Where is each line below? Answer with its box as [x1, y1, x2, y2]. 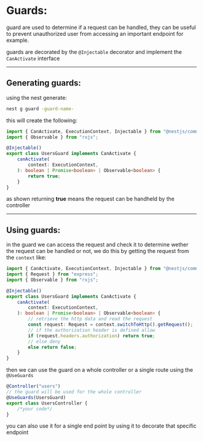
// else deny [28, 338, 61, 345]
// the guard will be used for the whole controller [6, 389, 142, 395]
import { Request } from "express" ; [6, 271, 98, 277]
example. [6, 36, 29, 44]
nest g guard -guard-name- [6, 105, 74, 112]
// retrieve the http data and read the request [28, 316, 153, 322]
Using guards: [6, 225, 60, 235]
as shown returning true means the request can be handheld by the [6, 195, 175, 203]
